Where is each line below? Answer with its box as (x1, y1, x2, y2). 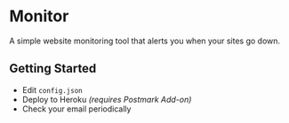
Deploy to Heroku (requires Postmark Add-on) (21, 94, 192, 104)
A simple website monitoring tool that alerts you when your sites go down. (9, 35, 281, 46)
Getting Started (9, 61, 97, 76)
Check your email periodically (21, 104, 132, 114)
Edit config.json (21, 84, 83, 95)
